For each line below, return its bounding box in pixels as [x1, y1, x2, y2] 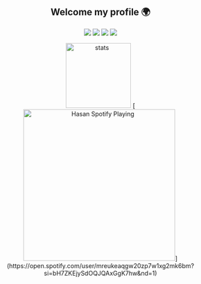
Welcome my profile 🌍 [51, 6, 150, 18]
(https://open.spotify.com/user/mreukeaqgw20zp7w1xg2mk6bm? [7, 261, 194, 269]
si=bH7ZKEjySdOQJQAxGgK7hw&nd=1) [44, 269, 157, 277]
